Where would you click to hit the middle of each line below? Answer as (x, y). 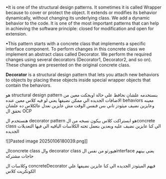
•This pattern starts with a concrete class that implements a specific (76, 44)
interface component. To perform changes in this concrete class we (75, 49)
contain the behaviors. (29, 85)
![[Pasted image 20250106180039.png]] (47, 141)
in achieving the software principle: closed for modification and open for (80, 29)
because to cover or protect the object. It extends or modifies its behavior (82, 13)
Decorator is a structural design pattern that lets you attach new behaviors (82, 74)
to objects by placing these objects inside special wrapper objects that (78, 80)
